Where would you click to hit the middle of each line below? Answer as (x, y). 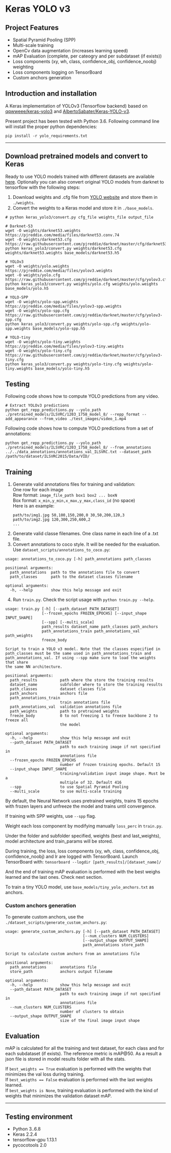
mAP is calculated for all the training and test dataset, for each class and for (85, 1048)
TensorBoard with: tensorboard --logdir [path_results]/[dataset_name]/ (83, 862)
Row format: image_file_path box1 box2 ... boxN (65, 495)
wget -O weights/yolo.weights (37, 266)
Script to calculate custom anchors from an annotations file (73, 954)
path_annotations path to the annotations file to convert (75, 573)
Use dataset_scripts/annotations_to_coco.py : (61, 550)
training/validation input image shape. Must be (112, 774)
